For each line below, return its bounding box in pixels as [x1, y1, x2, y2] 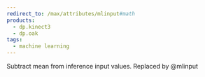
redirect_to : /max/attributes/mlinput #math [6, 10, 136, 17]
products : [6, 17, 36, 24]
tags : [6, 36, 22, 43]
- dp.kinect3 [13, 23, 51, 30]
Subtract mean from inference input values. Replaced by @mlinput [6, 62, 199, 70]
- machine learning [13, 43, 70, 50]
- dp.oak [13, 29, 38, 37]
